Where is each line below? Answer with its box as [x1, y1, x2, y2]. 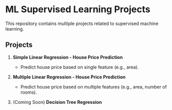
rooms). [20, 89, 37, 95]
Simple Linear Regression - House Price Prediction [12, 54, 123, 60]
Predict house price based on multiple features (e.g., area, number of [20, 84, 167, 90]
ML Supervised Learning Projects [5, 4, 150, 15]
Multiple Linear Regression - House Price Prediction [12, 74, 126, 80]
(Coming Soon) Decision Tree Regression [12, 99, 102, 105]
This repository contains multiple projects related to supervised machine [5, 20, 159, 26]
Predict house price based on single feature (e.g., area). [20, 64, 139, 70]
